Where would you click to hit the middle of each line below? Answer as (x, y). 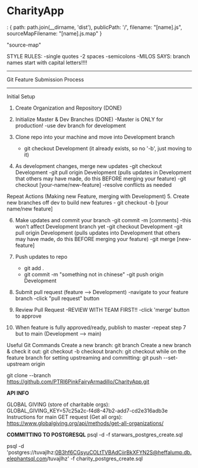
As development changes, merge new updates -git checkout (88, 166)
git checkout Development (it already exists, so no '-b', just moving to (108, 148)
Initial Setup (21, 96)
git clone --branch (29, 375)
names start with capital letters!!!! (47, 62)
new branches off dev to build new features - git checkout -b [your (88, 202)
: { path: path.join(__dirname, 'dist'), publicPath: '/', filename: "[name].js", (95, 27)
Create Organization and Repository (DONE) (68, 108)
